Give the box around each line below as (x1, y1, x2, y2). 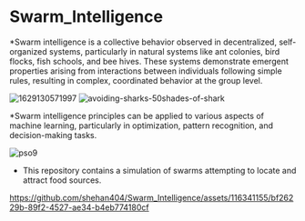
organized (9, 45, 47, 56)
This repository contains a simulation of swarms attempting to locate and (22, 165, 297, 176)
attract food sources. (22, 175, 102, 186)
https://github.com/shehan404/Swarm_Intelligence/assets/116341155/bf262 (9, 192, 294, 203)
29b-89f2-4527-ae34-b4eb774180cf (9, 202, 149, 213)
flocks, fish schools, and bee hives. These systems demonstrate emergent (9, 55, 289, 66)
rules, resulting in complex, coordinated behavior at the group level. (9, 75, 263, 85)
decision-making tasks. (9, 129, 97, 140)
